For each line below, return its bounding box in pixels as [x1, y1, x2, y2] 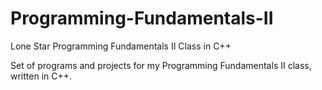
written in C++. [10, 70, 73, 82]
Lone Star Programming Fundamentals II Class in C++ [10, 40, 232, 52]
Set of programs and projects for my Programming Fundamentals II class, [10, 59, 312, 71]
